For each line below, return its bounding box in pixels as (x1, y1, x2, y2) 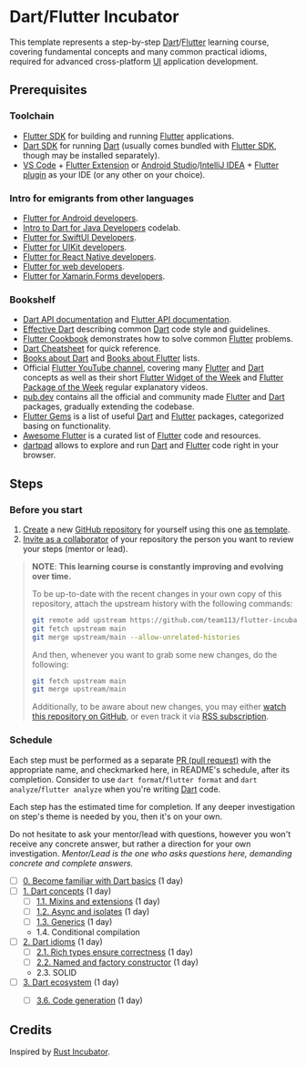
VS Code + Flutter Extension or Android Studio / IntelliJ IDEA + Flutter (22, 159, 280, 170)
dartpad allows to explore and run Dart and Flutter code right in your (22, 440, 280, 451)
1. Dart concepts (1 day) (22, 886, 112, 897)
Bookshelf (9, 293, 56, 306)
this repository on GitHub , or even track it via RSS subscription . (31, 711, 270, 722)
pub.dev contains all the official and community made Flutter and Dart (22, 392, 285, 403)
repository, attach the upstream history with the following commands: (31, 598, 293, 609)
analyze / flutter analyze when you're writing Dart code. (9, 784, 221, 794)
